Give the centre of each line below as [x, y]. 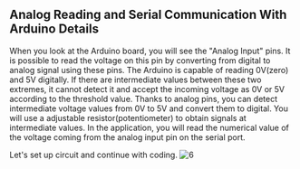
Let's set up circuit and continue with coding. [94, 155]
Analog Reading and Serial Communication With [148, 15]
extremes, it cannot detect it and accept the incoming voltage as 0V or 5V [147, 89]
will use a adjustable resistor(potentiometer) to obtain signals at [128, 117]
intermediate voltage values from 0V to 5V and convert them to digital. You [149, 108]
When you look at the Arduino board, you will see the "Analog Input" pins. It [150, 51]
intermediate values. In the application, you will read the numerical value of [150, 127]
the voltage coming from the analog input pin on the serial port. [128, 137]
